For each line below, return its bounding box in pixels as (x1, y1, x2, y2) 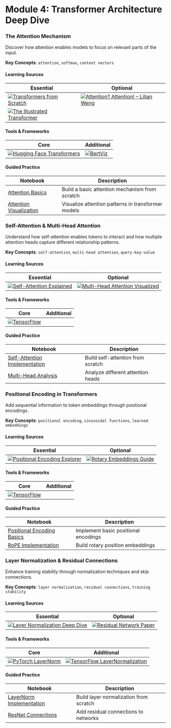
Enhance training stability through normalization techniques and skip (5, 568, 149, 575)
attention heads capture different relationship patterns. (5, 239, 120, 245)
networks (76, 714, 99, 721)
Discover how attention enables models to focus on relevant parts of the (5, 44, 157, 51)
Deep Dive (5, 14, 50, 26)
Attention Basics (8, 189, 47, 196)
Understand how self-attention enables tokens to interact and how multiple (5, 234, 162, 240)
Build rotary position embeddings (75, 541, 155, 549)
